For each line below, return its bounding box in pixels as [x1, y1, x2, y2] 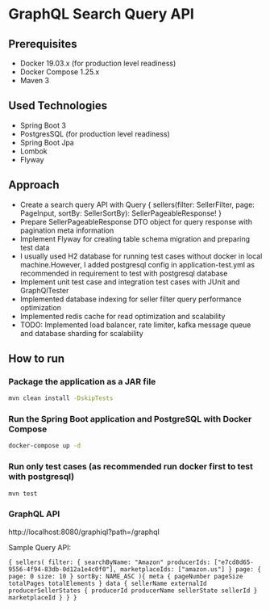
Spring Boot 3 [19, 120, 67, 130]
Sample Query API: [8, 542, 72, 552]
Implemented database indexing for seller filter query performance [19, 294, 242, 304]
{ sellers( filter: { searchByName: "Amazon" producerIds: [8, 558, 211, 566]
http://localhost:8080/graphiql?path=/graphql [8, 527, 160, 536]
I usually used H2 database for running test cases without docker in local [19, 251, 263, 261]
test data [19, 242, 50, 252]
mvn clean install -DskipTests [8, 394, 114, 402]
